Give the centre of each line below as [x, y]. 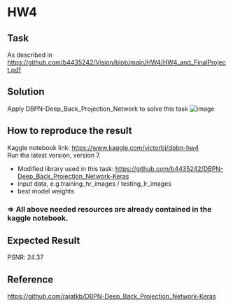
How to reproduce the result [70, 131]
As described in [30, 55]
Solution [26, 92]
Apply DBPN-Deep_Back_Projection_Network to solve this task [98, 109]
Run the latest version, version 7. [54, 155]
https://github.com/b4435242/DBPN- [169, 168]
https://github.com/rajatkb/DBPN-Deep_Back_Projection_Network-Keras [112, 296]
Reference [30, 279]
